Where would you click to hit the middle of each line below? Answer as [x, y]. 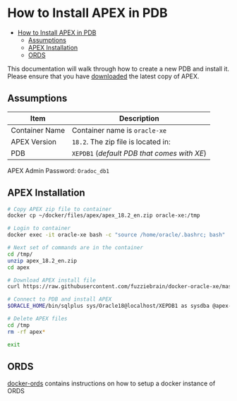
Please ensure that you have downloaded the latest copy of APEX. [103, 76]
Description [139, 118]
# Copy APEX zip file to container [60, 209]
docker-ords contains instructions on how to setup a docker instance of [111, 383]
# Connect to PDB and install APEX [60, 299]
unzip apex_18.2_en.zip [42, 261]
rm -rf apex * [26, 332]
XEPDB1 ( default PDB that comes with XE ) [139, 153]
